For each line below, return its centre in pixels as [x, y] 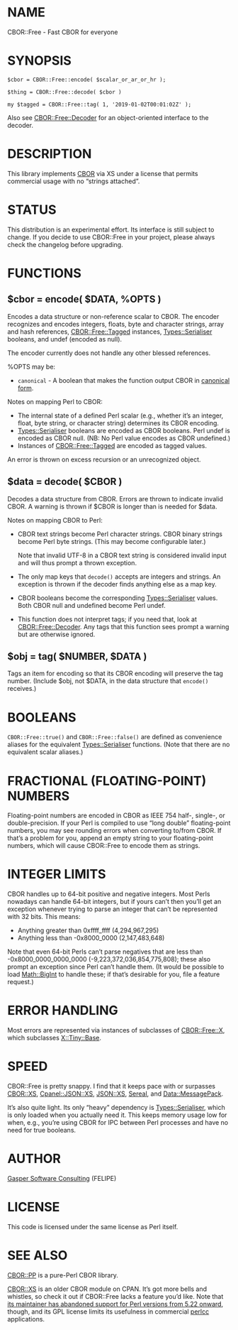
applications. [26, 1319]
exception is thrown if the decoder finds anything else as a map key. [117, 584]
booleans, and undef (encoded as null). [65, 339]
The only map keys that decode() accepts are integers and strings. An [119, 577]
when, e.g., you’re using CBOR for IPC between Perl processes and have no [118, 1123]
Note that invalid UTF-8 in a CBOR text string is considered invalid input [122, 555]
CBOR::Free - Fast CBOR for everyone [63, 32]
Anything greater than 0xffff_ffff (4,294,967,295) [88, 930]
